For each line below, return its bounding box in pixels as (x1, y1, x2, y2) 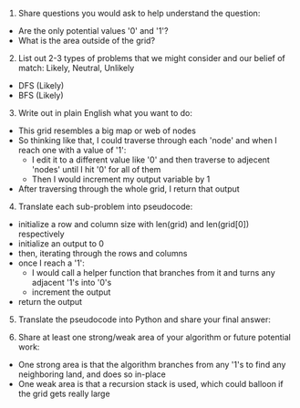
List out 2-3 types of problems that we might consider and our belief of (17, 53, 285, 63)
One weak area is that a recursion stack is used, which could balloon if (17, 379, 284, 389)
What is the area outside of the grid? (17, 36, 156, 46)
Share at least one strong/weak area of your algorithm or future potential (17, 332, 292, 342)
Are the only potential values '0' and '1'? (17, 26, 169, 36)
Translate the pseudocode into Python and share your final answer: (17, 314, 271, 325)
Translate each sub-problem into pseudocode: (17, 201, 193, 212)
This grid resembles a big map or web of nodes (17, 125, 196, 136)
